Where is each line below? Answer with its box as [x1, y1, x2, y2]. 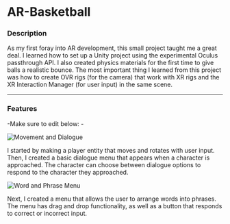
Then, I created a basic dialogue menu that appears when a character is [7, 153, 210, 162]
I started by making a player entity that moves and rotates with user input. [7, 146, 215, 154]
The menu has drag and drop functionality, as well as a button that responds [7, 201, 222, 210]
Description [7, 29, 47, 38]
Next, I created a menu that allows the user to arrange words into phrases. [7, 195, 217, 203]
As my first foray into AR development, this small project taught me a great [7, 44, 217, 52]
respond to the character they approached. [7, 168, 129, 176]
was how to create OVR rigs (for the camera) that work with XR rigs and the [7, 73, 220, 82]
